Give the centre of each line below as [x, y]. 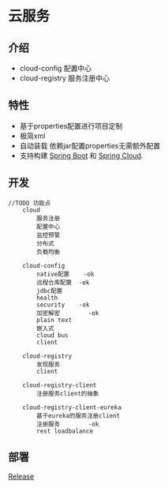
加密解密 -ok [68, 313]
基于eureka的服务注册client [78, 415]
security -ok [63, 305]
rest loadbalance [65, 431]
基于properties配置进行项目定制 [71, 126]
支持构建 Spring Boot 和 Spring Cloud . [81, 156]
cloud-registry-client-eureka [72, 407]
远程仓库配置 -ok [63, 282]
